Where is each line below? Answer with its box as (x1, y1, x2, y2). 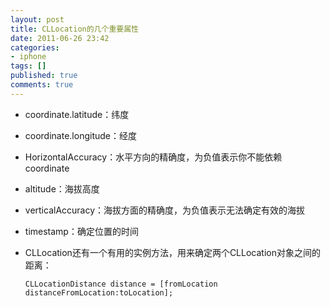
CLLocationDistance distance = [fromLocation (24, 279, 218, 289)
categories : (10, 42, 60, 53)
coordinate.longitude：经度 (24, 129, 137, 141)
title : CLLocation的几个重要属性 (10, 24, 139, 34)
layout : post (10, 14, 65, 25)
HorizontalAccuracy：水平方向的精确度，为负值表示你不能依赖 (24, 151, 283, 163)
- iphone (10, 52, 47, 62)
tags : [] (10, 61, 47, 71)
